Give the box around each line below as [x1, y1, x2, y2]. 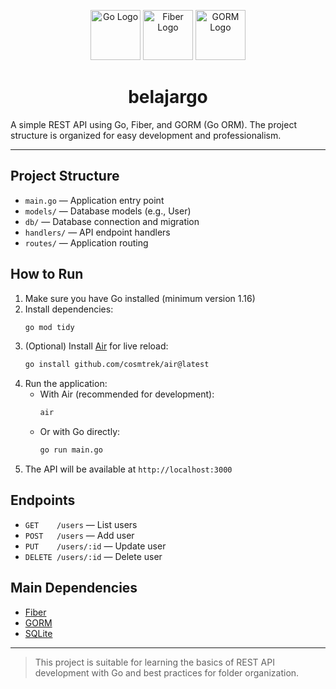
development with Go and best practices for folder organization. [34, 666, 300, 679]
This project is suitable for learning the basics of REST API [34, 656, 275, 668]
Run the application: [24, 378, 108, 390]
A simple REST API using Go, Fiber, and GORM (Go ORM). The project [10, 118, 297, 130]
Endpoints [10, 492, 76, 509]
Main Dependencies [10, 580, 138, 597]
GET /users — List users [24, 518, 138, 530]
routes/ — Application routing [24, 236, 149, 249]
